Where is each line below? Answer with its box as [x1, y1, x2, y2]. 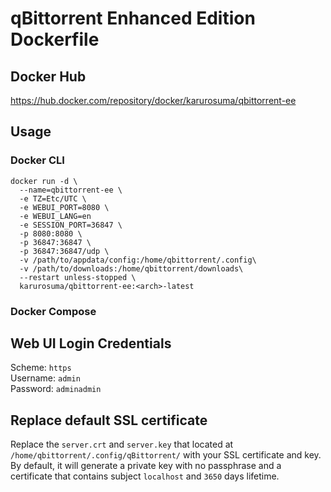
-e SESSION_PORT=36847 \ [19, 220, 123, 230]
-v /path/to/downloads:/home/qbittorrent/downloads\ [19, 263, 244, 274]
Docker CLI [10, 153, 65, 167]
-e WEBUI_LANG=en [19, 211, 92, 221]
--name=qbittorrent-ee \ [19, 185, 123, 195]
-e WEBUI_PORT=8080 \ [19, 202, 110, 212]
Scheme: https [10, 362, 72, 374]
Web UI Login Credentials [10, 335, 172, 352]
